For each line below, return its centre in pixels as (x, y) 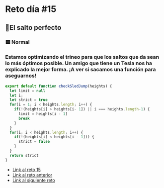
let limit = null (28, 91)
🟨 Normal (17, 42)
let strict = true (29, 100)
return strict (24, 155)
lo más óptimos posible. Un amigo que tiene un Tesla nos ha (79, 63)
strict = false (34, 142)
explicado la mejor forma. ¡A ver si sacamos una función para (81, 70)
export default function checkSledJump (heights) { (59, 86)
